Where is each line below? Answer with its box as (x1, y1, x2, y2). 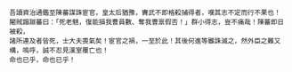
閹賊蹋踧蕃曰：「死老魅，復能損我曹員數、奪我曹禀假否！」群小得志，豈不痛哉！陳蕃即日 (9, 18, 285, 27)
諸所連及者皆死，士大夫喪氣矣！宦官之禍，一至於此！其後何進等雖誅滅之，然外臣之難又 (9, 36, 281, 45)
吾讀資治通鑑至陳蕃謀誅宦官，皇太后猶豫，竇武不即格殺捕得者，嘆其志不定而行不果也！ (9, 8, 281, 17)
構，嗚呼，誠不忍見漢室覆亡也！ (9, 46, 109, 55)
